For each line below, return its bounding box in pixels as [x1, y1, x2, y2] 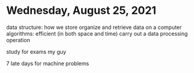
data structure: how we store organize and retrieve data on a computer [6, 24, 182, 31]
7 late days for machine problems [6, 60, 89, 67]
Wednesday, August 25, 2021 [6, 4, 157, 17]
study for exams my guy [6, 48, 66, 55]
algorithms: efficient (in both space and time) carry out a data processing [6, 30, 188, 37]
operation [6, 36, 30, 43]
